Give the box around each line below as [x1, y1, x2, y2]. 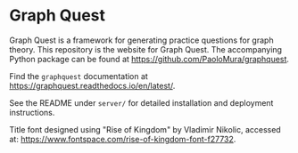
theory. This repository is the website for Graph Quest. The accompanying [9, 44, 283, 54]
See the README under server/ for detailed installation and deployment [9, 97, 274, 108]
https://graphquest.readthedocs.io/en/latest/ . [9, 80, 176, 91]
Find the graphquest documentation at [9, 70, 149, 81]
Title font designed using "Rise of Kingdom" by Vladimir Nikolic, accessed [9, 124, 281, 134]
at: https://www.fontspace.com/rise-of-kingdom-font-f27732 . [9, 133, 236, 144]
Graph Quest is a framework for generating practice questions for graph [9, 35, 274, 45]
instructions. [9, 107, 55, 117]
